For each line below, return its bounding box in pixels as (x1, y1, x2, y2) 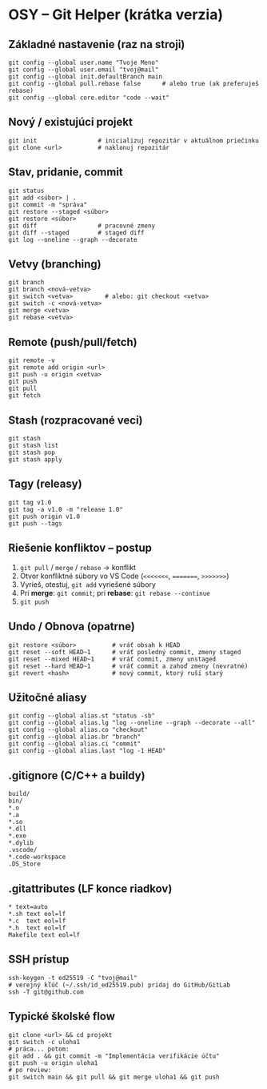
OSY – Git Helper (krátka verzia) (8, 6, 224, 24)
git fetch (8, 392, 42, 400)
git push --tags (8, 519, 62, 528)
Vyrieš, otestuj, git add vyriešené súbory (19, 579, 156, 589)
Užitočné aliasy (8, 690, 87, 704)
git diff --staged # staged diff (8, 228, 145, 237)
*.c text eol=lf (8, 917, 66, 925)
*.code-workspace (8, 853, 66, 862)
